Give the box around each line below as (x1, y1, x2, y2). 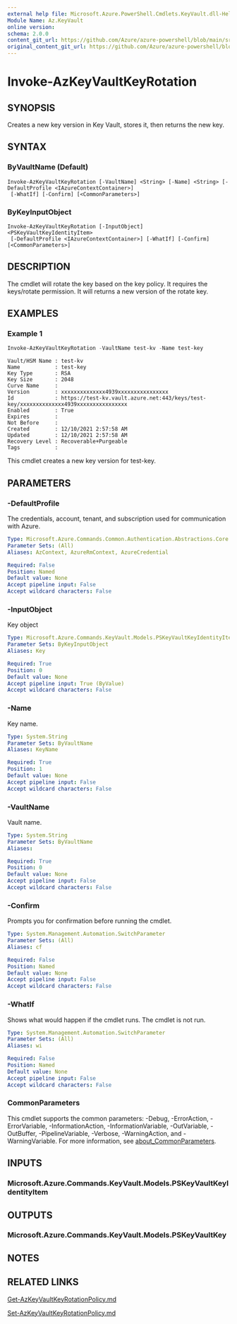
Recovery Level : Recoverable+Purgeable (7, 438, 128, 446)
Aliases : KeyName (7, 746, 59, 753)
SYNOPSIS (7, 102, 56, 114)
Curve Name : (7, 383, 59, 390)
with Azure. (7, 522, 41, 530)
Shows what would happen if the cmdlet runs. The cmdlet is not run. (7, 1016, 206, 1024)
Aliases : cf (7, 943, 42, 951)
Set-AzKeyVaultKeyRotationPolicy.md (7, 1308, 116, 1317)
